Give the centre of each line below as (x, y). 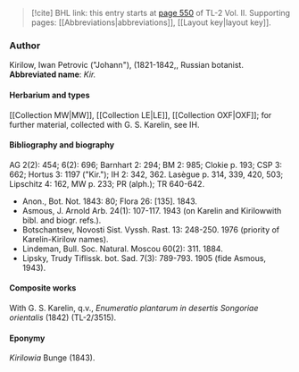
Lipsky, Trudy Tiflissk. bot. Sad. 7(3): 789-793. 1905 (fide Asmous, (144, 258)
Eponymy (27, 338)
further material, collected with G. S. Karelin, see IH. (104, 124)
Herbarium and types (50, 95)
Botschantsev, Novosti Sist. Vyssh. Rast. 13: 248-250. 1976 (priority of (151, 229)
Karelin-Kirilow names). (65, 239)
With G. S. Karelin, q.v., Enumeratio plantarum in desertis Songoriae (134, 308)
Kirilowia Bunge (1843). (52, 358)
